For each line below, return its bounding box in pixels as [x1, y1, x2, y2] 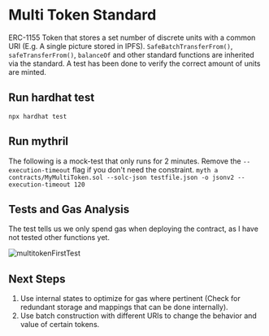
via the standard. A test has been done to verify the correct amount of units [8, 59, 261, 68]
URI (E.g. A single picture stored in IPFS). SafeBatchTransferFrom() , [8, 41, 233, 50]
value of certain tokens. [20, 320, 100, 329]
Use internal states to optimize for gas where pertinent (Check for [20, 294, 241, 303]
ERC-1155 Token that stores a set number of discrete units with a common [8, 33, 256, 42]
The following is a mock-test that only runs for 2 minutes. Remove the [8, 156, 241, 166]
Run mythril [8, 134, 69, 148]
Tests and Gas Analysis [8, 202, 130, 216]
